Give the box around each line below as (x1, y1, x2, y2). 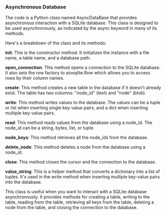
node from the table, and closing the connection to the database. (5, 205, 138, 211)
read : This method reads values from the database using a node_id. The (5, 120, 153, 126)
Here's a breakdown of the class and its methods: (5, 40, 107, 46)
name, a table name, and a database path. (5, 55, 91, 61)
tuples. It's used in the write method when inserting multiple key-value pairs (5, 174, 160, 180)
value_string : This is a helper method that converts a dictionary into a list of (5, 168, 160, 174)
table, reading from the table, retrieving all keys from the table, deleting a (5, 199, 154, 205)
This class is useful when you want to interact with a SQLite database (5, 189, 147, 195)
